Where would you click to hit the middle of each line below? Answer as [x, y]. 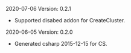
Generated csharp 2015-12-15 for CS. [61, 44]
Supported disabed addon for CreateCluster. [69, 20]
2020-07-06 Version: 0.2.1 [38, 9]
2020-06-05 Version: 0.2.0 [39, 32]
